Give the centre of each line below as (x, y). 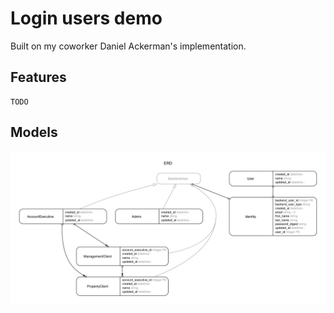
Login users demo (86, 18)
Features (38, 77)
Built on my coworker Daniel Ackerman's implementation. (128, 46)
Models (34, 132)
